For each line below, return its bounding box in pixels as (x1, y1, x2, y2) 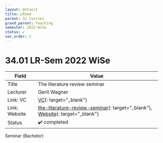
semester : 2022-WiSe (5, 25, 47, 30)
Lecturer (7, 88, 27, 95)
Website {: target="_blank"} (38, 110, 99, 117)
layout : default (5, 7, 38, 12)
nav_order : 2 (5, 34, 32, 39)
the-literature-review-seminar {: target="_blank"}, (38, 104, 152, 111)
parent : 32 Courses (5, 16, 45, 21)
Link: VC (7, 96, 27, 103)
